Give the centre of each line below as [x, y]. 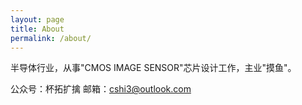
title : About [37, 29]
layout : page [37, 19]
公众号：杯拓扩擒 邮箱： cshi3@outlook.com [101, 89]
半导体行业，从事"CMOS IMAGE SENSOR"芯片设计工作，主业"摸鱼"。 [153, 68]
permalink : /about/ [51, 38]
